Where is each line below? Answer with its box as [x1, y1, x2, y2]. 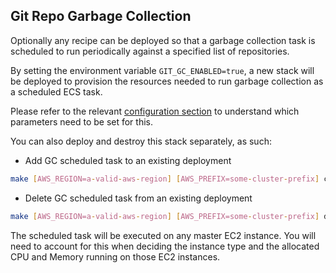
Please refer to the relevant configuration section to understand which [10, 105, 300, 117]
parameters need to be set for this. [10, 115, 153, 128]
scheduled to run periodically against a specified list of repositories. [10, 45, 290, 57]
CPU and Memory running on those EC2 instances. [10, 250, 221, 263]
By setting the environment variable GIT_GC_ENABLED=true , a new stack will [10, 64, 315, 76]
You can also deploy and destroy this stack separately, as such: [10, 135, 272, 147]
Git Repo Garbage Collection [10, 8, 192, 25]
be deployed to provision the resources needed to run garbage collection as [10, 75, 324, 87]
